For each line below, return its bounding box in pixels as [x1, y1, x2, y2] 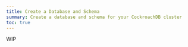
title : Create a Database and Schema [6, 8, 100, 15]
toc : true [6, 19, 31, 25]
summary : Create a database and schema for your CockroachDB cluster [6, 14, 183, 20]
